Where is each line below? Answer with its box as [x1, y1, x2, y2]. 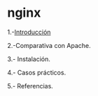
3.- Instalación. [7, 54, 51, 63]
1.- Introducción [7, 28, 51, 36]
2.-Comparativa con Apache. [7, 41, 91, 49]
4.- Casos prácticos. [7, 68, 66, 77]
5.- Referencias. [7, 81, 54, 90]
